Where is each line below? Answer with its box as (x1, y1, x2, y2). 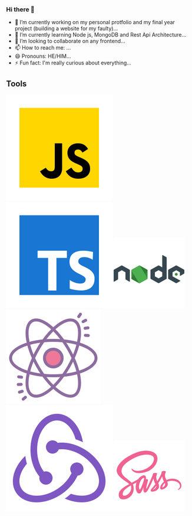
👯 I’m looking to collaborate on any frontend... (14, 38, 125, 45)
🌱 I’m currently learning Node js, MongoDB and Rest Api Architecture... (14, 31, 187, 38)
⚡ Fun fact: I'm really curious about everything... (14, 59, 131, 67)
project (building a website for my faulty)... (14, 25, 118, 32)
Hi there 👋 (6, 5, 35, 14)
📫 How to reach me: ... (14, 44, 71, 51)
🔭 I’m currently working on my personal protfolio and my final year (14, 19, 176, 26)
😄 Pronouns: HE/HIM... (14, 53, 72, 60)
